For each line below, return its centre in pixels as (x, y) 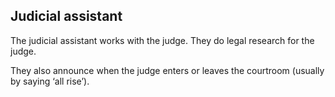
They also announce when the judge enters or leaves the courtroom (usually (167, 70)
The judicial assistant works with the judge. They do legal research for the (162, 40)
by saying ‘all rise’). (50, 81)
